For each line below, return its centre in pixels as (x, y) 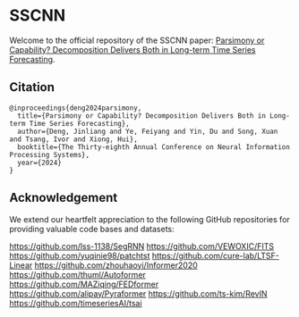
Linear (21, 265)
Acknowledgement (64, 198)
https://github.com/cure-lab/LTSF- (215, 255)
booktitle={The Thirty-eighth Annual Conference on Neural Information (154, 147)
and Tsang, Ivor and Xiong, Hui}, (74, 139)
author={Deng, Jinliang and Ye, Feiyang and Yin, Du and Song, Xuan (148, 131)
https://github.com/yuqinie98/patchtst (80, 255)
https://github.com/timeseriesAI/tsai (76, 303)
